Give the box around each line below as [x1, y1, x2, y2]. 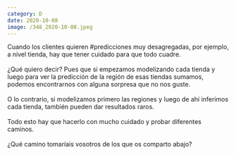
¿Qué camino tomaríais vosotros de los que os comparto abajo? [7, 140, 192, 149]
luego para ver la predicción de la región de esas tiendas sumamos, [7, 73, 204, 81]
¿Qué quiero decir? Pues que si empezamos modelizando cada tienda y [7, 65, 216, 74]
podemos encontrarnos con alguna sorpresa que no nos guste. [7, 80, 191, 89]
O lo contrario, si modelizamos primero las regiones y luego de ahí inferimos [7, 95, 229, 104]
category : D [7, 10, 42, 18]
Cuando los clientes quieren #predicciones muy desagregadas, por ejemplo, [7, 43, 229, 51]
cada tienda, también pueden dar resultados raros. [7, 103, 155, 111]
